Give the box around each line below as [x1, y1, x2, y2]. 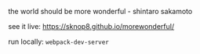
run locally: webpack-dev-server [8, 37, 110, 46]
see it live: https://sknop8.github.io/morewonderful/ [8, 22, 175, 31]
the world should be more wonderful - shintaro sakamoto [8, 7, 193, 16]
